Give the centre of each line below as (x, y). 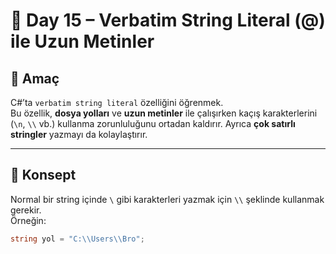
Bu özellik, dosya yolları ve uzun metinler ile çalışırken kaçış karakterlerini (164, 113)
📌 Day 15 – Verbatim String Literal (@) (168, 20)
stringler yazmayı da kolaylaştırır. (79, 134)
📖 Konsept (43, 175)
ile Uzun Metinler (82, 41)
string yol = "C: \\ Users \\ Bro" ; (77, 239)
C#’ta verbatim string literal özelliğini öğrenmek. (117, 102)
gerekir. (26, 210)
